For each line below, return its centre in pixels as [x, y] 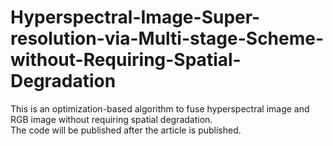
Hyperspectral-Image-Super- [135, 17]
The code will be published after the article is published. [126, 130]
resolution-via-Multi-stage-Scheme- [167, 38]
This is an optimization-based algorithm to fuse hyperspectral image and [160, 108]
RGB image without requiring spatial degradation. [111, 119]
